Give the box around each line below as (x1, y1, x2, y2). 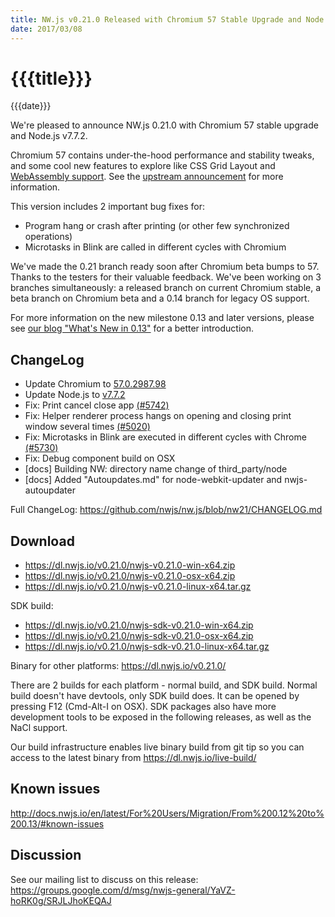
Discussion (10, 847, 82, 864)
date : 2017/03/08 (10, 24, 83, 34)
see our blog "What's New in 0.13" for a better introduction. (10, 322, 255, 335)
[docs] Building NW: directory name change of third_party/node (24, 463, 288, 475)
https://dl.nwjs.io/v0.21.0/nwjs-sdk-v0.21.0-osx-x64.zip (24, 630, 254, 642)
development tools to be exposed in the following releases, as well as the (10, 711, 312, 723)
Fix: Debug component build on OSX (24, 452, 176, 465)
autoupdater (24, 484, 76, 496)
